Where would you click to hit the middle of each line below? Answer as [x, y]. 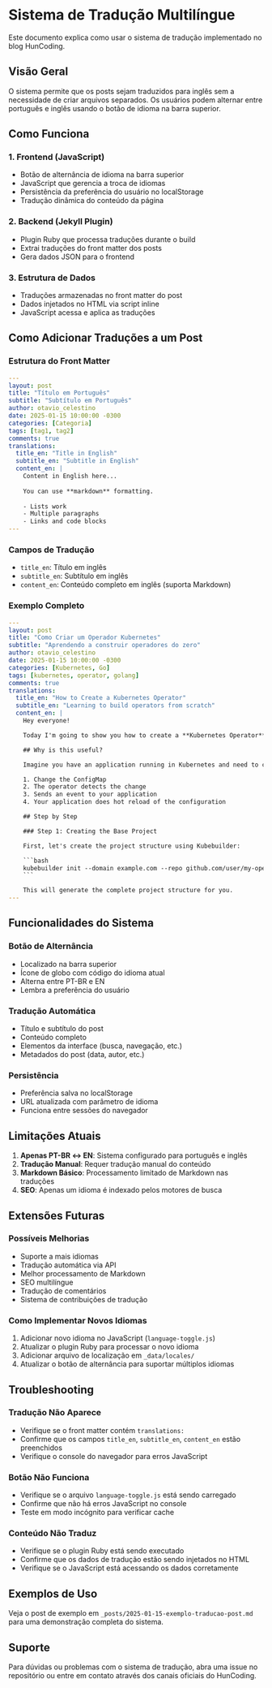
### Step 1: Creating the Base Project [90, 831]
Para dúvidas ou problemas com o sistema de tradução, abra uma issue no [133, 1667]
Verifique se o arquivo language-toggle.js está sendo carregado [128, 1495]
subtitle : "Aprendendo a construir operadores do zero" [104, 645]
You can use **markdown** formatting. [88, 491]
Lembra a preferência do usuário [74, 990]
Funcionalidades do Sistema [81, 923]
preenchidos [41, 1448]
